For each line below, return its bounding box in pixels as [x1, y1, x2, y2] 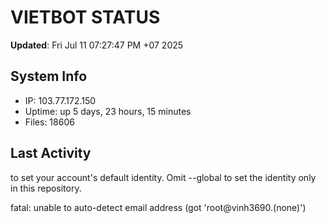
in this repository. [10, 182, 82, 194]
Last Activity [10, 145, 92, 162]
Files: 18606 [24, 116, 75, 128]
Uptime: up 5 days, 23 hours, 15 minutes [24, 105, 192, 117]
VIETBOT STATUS [10, 6, 161, 29]
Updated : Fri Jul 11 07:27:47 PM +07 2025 [10, 39, 184, 51]
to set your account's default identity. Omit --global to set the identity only [10, 171, 317, 183]
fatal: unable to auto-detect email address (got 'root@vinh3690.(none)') [10, 201, 307, 213]
